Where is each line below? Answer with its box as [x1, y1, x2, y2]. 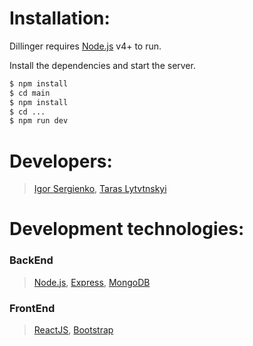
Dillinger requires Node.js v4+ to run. [9, 40, 162, 52]
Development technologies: [9, 218, 245, 241]
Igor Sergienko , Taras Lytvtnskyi [33, 183, 167, 195]
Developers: [9, 150, 113, 172]
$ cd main [9, 88, 51, 98]
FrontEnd [9, 301, 56, 315]
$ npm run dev [9, 116, 69, 126]
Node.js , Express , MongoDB [33, 276, 151, 288]
